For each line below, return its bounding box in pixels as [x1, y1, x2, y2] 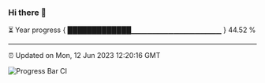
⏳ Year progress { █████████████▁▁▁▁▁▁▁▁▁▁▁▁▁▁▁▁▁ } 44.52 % [8, 25, 256, 34]
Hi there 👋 [8, 7, 47, 18]
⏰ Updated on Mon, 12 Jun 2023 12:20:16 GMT [8, 51, 161, 60]
